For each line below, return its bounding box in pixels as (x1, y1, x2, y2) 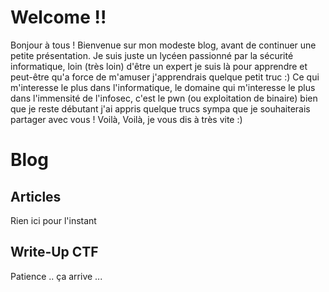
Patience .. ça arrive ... (10, 270, 103, 282)
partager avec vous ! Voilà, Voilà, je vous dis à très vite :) (10, 113, 243, 125)
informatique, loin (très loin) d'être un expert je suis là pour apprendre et (10, 60, 308, 72)
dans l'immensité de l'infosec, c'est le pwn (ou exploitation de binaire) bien (10, 92, 318, 104)
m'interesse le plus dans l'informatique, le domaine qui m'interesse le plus (10, 81, 316, 93)
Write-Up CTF (10, 244, 99, 261)
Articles (10, 188, 62, 205)
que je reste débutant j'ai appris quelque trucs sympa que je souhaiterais (10, 102, 311, 115)
